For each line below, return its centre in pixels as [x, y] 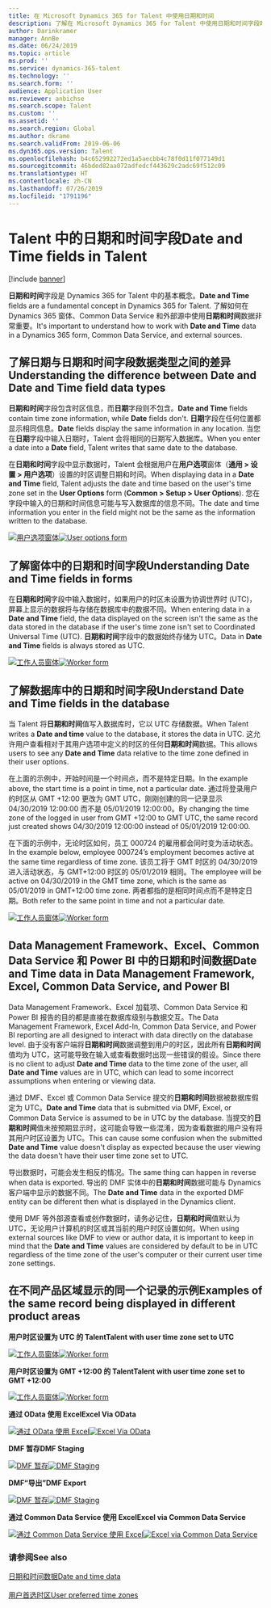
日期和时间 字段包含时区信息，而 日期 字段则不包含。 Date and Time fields [128, 408]
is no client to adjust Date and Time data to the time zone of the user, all [128, 1063]
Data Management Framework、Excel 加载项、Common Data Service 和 [128, 1007]
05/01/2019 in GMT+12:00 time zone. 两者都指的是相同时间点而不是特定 [127, 890]
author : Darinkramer [43, 31]
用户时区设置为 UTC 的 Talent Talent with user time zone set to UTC [121, 1336]
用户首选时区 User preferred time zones [73, 1595]
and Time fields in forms [71, 579]
